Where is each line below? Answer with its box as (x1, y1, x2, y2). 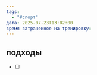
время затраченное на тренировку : (6, 25, 92, 32)
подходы (6, 47, 42, 57)
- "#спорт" (11, 14, 39, 20)
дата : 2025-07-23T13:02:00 (6, 20, 73, 26)
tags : (6, 8, 20, 15)
